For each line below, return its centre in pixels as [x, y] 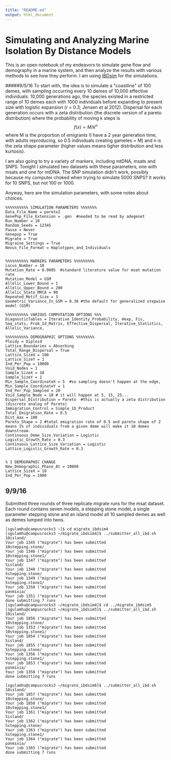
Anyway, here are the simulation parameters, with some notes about [77, 193]
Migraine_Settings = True [33, 243]
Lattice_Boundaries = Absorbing [40, 346]
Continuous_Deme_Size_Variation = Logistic [52, 435]
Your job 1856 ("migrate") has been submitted [56, 618]
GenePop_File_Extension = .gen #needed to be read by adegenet [75, 217]
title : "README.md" [26, 10]
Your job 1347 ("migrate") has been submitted [56, 560]
